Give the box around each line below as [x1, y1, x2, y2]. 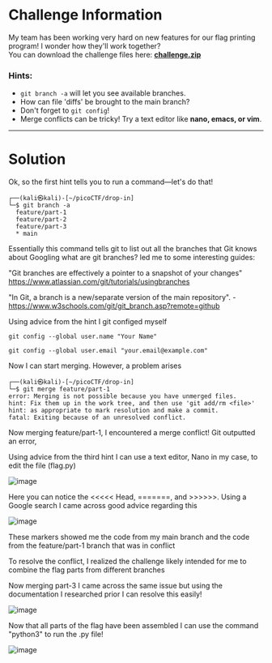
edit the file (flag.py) [8, 460, 77, 471]
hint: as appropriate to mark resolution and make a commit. [8, 407, 219, 415]
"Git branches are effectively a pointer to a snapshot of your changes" [8, 268, 243, 278]
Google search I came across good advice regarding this [8, 501, 198, 511]
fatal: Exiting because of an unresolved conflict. [8, 413, 186, 422]
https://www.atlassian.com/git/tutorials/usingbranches [8, 277, 190, 287]
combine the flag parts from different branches [8, 565, 165, 575]
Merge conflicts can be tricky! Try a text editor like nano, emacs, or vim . [19, 114, 262, 124]
